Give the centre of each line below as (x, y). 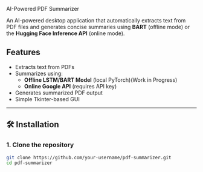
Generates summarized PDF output (59, 93)
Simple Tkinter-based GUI (47, 99)
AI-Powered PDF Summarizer (43, 9)
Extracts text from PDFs (44, 67)
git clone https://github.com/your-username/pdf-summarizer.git (89, 157)
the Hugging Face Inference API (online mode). (66, 33)
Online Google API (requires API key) (70, 86)
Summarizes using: (39, 73)
